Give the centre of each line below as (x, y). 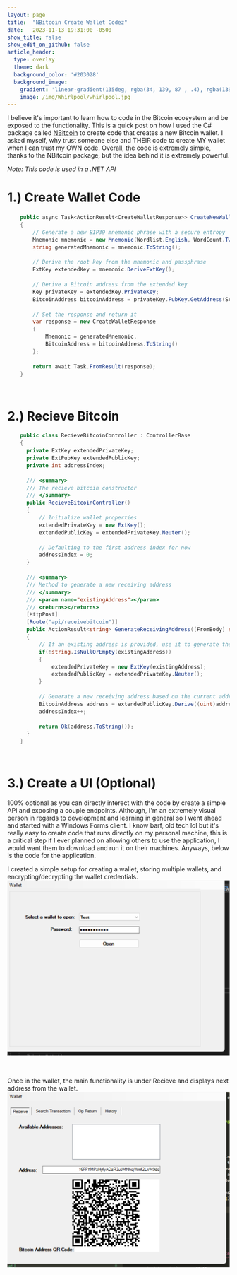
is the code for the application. (52, 856)
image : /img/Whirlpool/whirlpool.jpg (75, 97)
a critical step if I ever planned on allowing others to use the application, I (114, 840)
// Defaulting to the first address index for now (115, 548)
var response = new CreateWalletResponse (95, 322)
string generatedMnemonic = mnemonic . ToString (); (107, 247)
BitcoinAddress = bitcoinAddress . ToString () (111, 344)
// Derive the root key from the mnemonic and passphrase (120, 262)
